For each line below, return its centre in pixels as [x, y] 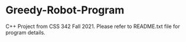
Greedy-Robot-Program [65, 10]
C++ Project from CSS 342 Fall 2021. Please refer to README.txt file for [93, 26]
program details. [25, 32]
